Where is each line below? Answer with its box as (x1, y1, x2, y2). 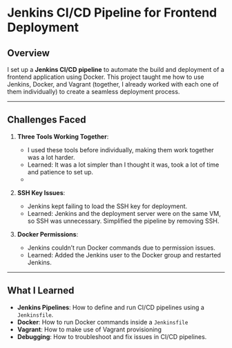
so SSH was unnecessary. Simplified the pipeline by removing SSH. (27, 217, 220, 225)
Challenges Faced (7, 114, 86, 126)
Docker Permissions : (17, 230, 79, 238)
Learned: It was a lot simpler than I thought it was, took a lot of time (27, 161, 220, 169)
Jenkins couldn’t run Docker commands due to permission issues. (27, 244, 216, 252)
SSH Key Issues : (17, 188, 66, 196)
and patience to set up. (27, 167, 94, 176)
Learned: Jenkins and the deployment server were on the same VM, (27, 209, 221, 217)
